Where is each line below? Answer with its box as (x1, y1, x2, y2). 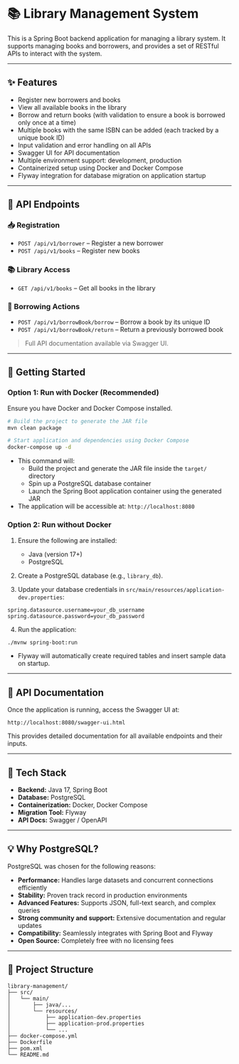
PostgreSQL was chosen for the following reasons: (7, 862, 156, 870)
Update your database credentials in (17, 585, 124, 593)
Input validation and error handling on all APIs (17, 140, 152, 150)
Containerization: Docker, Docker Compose (17, 800, 148, 809)
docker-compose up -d (7, 444, 72, 451)
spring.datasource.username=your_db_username (7, 606, 144, 613)
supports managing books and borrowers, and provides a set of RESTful (7, 41, 219, 50)
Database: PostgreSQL (17, 793, 86, 802)
